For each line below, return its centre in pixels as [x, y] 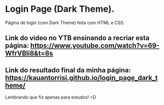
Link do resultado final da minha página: [68, 70]
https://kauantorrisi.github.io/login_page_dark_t [82, 78]
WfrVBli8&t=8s [29, 53]
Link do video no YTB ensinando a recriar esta [77, 38]
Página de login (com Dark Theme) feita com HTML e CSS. [65, 23]
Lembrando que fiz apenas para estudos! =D [51, 97]
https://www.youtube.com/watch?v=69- [95, 46]
